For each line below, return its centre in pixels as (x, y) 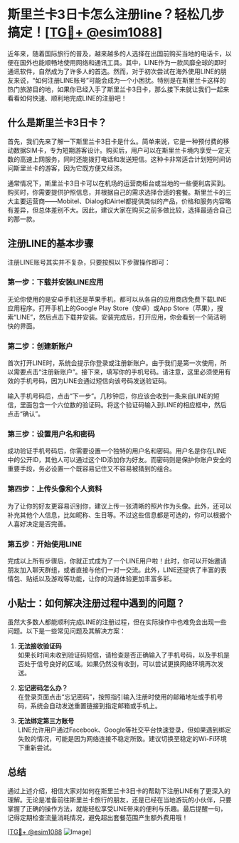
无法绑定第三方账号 (46, 720)
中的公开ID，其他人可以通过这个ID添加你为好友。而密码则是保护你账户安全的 (119, 460)
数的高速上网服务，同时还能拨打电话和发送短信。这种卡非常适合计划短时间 (116, 159)
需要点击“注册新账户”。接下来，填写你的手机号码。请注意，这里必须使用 (119, 372)
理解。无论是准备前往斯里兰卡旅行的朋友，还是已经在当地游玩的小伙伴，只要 (119, 799)
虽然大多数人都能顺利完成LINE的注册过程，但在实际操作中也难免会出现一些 (117, 622)
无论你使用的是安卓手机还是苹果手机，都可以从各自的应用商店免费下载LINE (117, 299)
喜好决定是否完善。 (41, 523)
